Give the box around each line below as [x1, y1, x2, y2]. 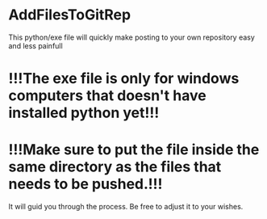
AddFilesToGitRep [8, 6, 131, 24]
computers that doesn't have [8, 86, 207, 105]
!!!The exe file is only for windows [8, 69, 240, 88]
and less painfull [8, 40, 63, 50]
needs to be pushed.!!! [8, 175, 163, 193]
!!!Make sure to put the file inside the [8, 141, 260, 159]
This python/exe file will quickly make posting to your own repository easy [8, 32, 256, 42]
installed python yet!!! [8, 103, 160, 122]
